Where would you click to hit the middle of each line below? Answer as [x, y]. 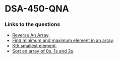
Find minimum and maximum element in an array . [63, 40]
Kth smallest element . [35, 46]
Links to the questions [33, 24]
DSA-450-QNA [37, 9]
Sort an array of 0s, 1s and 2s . [43, 51]
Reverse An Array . [31, 35]
